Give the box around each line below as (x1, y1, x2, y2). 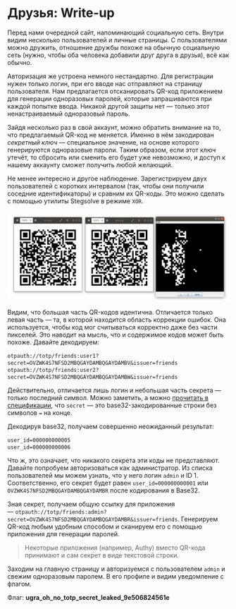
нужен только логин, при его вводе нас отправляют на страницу (7, 79, 203, 88)
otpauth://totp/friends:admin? (15, 509, 107, 516)
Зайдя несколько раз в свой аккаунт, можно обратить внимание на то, (7, 123, 221, 131)
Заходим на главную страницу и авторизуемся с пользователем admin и (7, 565, 225, 573)
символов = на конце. (7, 409, 73, 417)
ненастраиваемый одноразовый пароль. (7, 109, 130, 118)
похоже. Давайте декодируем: (7, 338, 100, 346)
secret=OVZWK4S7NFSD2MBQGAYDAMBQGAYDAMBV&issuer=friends (7, 360, 178, 367)
